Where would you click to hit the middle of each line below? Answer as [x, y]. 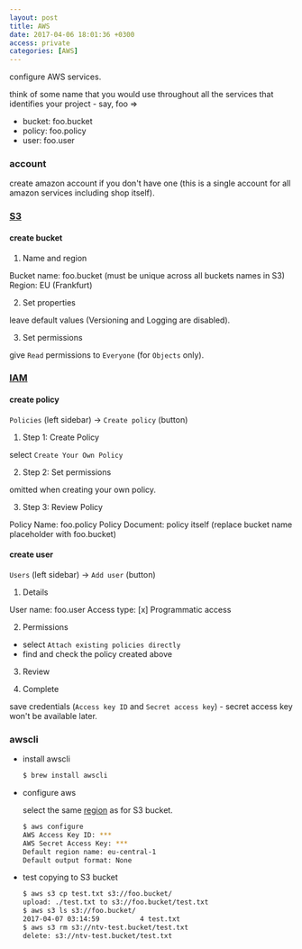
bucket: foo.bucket [57, 122]
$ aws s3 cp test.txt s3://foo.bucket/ [97, 894]
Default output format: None [77, 860]
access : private [40, 43]
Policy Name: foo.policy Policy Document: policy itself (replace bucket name [151, 525]
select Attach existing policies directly [101, 644]
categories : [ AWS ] [44, 51]
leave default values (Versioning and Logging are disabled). [120, 320]
